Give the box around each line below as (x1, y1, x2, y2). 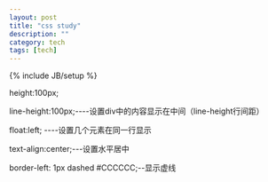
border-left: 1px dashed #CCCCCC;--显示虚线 (9, 162, 177, 173)
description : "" (9, 29, 69, 38)
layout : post (9, 12, 58, 22)
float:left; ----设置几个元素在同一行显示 (9, 125, 153, 136)
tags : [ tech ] (9, 46, 58, 55)
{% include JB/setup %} (9, 70, 98, 81)
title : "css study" (9, 21, 82, 30)
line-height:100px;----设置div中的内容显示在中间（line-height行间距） (9, 106, 264, 116)
